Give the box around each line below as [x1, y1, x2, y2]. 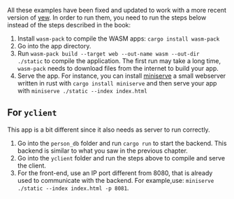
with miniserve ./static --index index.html [17, 87, 148, 95]
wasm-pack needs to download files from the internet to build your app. [17, 64, 219, 72]
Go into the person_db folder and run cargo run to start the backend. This [17, 139, 227, 147]
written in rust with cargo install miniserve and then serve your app [17, 79, 217, 87]
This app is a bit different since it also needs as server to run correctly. [7, 125, 211, 134]
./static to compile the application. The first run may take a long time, [17, 57, 221, 65]
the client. [17, 161, 47, 170]
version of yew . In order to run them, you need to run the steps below [7, 13, 207, 22]
